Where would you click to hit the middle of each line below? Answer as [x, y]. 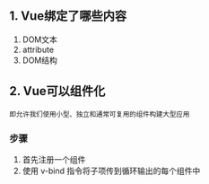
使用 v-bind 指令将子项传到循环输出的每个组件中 [111, 171]
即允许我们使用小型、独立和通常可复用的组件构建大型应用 [100, 114]
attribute [38, 49]
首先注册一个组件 [54, 159]
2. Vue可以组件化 [57, 91]
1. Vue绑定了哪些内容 [68, 16]
